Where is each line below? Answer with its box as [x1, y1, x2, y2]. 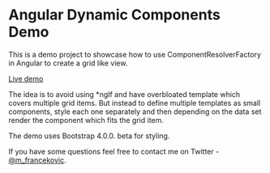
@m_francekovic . [8, 155, 66, 165]
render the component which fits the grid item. [8, 115, 165, 124]
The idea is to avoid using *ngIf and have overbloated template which [8, 89, 241, 99]
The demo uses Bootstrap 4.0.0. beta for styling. [8, 131, 170, 141]
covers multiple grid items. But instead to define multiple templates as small [8, 98, 261, 108]
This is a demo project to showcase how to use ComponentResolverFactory [8, 49, 262, 59]
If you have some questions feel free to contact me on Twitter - [8, 146, 220, 156]
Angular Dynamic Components [8, 6, 221, 24]
